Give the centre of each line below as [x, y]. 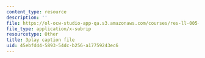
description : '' [27, 18]
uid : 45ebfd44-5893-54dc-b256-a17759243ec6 [63, 46]
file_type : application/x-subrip [49, 29]
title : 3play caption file [41, 40]
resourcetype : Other [33, 34]
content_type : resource [37, 12]
